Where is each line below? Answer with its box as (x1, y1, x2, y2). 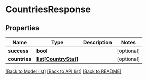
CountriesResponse (5, 4, 91, 15)
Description (83, 39, 113, 46)
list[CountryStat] (36, 56, 79, 62)
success (8, 47, 29, 54)
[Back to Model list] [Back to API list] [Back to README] (5, 68, 122, 74)
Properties (5, 24, 40, 32)
